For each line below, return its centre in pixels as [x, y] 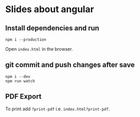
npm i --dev [18, 76]
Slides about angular [50, 9]
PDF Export [23, 96]
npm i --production [26, 40]
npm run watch [20, 81]
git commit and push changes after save [70, 65]
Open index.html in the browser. [39, 49]
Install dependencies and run [52, 28]
